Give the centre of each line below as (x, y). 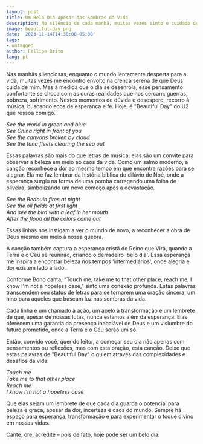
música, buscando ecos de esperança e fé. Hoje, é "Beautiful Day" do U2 (98, 106)
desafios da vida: (28, 361)
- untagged (20, 46)
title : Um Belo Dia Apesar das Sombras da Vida (67, 18)
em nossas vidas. (28, 423)
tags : (13, 40)
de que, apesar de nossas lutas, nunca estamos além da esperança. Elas (97, 317)
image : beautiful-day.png (39, 29)
